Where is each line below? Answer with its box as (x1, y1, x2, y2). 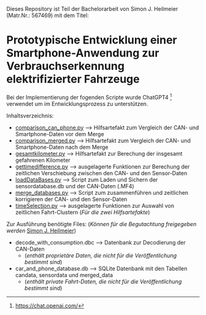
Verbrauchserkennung (6, 59, 124, 73)
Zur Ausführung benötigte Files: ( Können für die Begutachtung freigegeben (6, 220, 197, 227)
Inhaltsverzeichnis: (6, 112, 54, 119)
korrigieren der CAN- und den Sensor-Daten (15, 195, 128, 203)
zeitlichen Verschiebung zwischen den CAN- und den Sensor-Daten (15, 169, 188, 176)
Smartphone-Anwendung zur (6, 46, 159, 60)
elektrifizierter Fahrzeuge (6, 72, 140, 86)
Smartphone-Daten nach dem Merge (15, 143, 109, 151)
